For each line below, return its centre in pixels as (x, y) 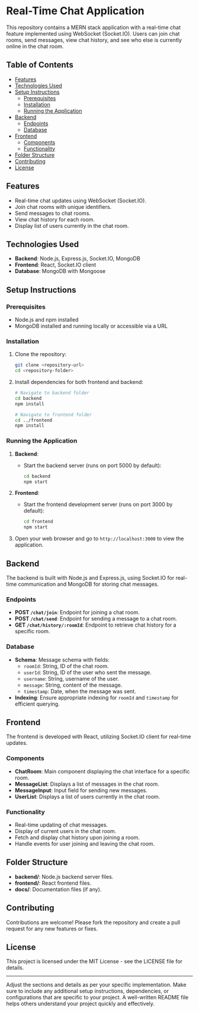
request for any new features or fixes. (52, 928)
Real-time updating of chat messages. (61, 825)
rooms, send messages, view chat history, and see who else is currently (94, 40)
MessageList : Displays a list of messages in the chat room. (87, 784)
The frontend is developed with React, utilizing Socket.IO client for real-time (99, 736)
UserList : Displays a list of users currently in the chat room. (87, 796)
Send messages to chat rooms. (52, 213)
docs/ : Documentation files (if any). (58, 889)
